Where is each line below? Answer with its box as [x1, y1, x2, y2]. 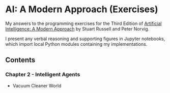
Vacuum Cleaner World [12, 82, 62, 88]
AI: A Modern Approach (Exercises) [5, 4, 159, 15]
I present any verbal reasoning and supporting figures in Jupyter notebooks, [5, 36, 165, 42]
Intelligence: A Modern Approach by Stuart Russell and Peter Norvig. [5, 25, 150, 32]
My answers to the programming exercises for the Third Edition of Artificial [5, 20, 162, 26]
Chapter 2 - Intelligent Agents [5, 71, 80, 78]
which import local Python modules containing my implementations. [5, 41, 148, 47]
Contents [5, 56, 36, 65]
